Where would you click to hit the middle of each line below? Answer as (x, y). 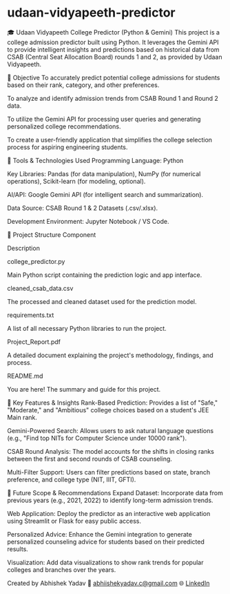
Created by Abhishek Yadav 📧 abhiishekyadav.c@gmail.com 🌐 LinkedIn (108, 583)
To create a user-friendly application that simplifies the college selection (109, 140)
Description (23, 248)
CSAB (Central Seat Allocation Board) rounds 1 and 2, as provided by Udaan (115, 57)
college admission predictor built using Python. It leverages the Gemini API (113, 42)
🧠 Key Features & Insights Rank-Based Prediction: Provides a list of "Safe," (113, 403)
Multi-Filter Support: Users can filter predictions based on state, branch (109, 472)
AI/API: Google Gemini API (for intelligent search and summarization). (105, 194)
